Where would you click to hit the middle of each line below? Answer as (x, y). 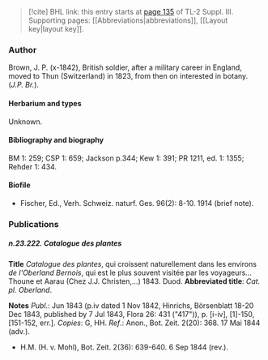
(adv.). (19, 331)
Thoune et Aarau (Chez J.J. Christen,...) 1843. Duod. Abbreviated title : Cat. (134, 281)
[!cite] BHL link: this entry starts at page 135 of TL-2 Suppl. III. (131, 12)
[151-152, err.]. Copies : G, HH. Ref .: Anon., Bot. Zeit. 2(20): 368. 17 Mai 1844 (134, 323)
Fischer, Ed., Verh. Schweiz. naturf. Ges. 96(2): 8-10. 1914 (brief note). (137, 203)
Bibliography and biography (56, 140)
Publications (34, 224)
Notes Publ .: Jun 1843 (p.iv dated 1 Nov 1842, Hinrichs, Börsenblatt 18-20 (131, 305)
